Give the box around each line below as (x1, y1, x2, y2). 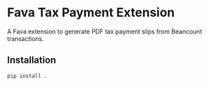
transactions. (7, 34, 45, 42)
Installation (7, 55, 56, 66)
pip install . (7, 72, 48, 79)
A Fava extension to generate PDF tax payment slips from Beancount (7, 27, 203, 35)
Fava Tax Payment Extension (7, 5, 175, 20)
